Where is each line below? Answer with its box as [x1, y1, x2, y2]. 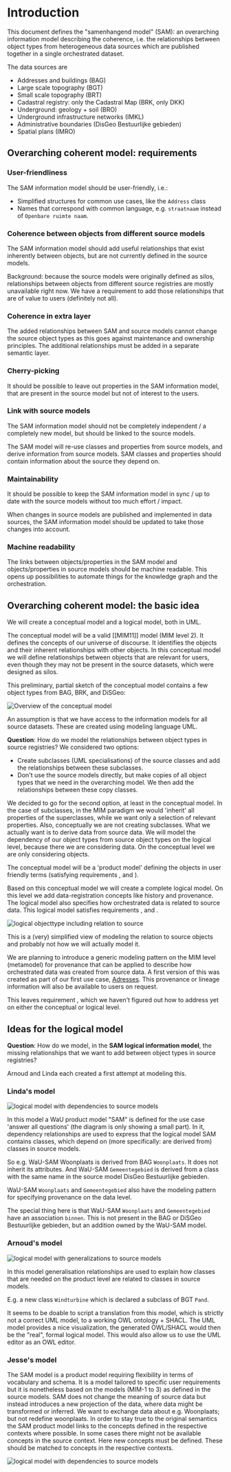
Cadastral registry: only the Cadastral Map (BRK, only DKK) [16, 98, 185, 106]
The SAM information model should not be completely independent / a [7, 422, 206, 430]
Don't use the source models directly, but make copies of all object [16, 771, 207, 779]
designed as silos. [7, 668, 58, 676]
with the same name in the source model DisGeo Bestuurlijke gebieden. [7, 1173, 210, 1181]
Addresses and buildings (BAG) [16, 76, 107, 84]
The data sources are [7, 63, 67, 71]
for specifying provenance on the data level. [7, 1193, 133, 1202]
